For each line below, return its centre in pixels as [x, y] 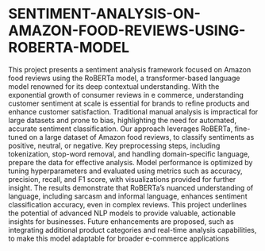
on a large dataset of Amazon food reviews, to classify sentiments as [142, 137]
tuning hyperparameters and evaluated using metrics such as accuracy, [125, 171]
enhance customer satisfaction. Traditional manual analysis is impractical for [133, 111]
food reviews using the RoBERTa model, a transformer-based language [124, 78]
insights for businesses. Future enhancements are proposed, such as [121, 221]
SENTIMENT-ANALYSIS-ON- [104, 14]
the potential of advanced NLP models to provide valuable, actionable [122, 213]
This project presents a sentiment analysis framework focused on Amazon [130, 69]
